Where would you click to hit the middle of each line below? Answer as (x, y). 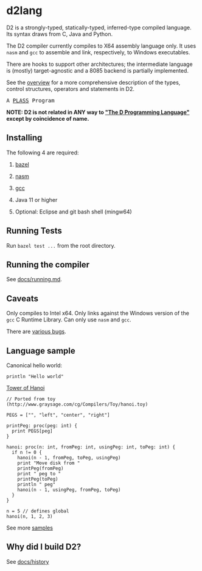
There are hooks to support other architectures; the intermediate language (99, 64)
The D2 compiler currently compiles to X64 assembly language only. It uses (101, 46)
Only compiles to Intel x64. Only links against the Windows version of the (98, 313)
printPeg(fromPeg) (40, 469)
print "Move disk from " (49, 463)
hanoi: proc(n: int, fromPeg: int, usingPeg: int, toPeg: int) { (91, 447)
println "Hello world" (35, 376)
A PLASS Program (30, 100)
